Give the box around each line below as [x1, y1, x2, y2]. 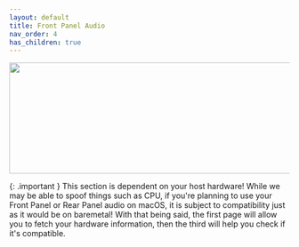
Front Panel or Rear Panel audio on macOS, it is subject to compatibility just [9, 200, 286, 211]
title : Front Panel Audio [9, 21, 105, 30]
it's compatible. [9, 228, 66, 239]
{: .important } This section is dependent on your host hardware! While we [9, 181, 280, 192]
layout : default [9, 12, 69, 22]
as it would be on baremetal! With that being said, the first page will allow [9, 210, 278, 220]
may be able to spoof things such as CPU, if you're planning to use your [9, 190, 273, 201]
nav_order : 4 [9, 29, 58, 38]
